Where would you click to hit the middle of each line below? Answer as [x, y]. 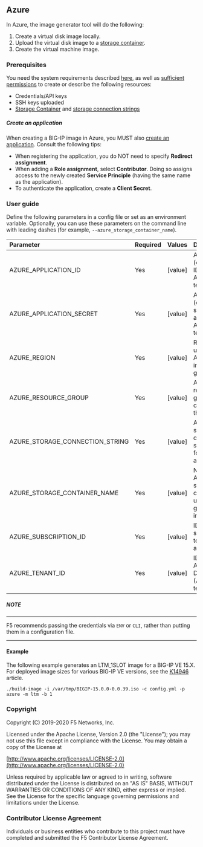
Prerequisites [26, 65]
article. [15, 678]
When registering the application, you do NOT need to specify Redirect [104, 156]
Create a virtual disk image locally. [58, 36]
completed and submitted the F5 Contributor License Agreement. [87, 838]
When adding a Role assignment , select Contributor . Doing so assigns [103, 169]
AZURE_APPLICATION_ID [45, 270]
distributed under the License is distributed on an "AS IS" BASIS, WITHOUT [100, 783]
